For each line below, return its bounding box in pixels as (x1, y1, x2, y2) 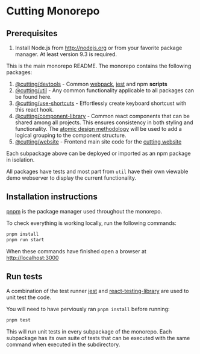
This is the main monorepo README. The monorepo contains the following (6, 62, 192, 69)
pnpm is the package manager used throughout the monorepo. (6, 207, 163, 215)
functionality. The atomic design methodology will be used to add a (14, 125, 182, 132)
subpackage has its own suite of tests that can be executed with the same (6, 335, 190, 342)
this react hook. (14, 106, 54, 113)
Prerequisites (6, 28, 58, 39)
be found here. (14, 93, 52, 100)
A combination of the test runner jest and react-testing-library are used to (6, 288, 189, 295)
